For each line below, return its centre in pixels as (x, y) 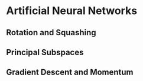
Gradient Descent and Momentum (70, 72)
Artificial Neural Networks (72, 11)
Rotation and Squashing (51, 33)
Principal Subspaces (45, 52)
